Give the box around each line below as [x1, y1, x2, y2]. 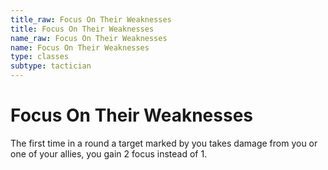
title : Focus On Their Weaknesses [10, 24, 155, 34]
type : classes [10, 52, 70, 62]
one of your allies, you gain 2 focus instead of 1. [10, 147, 208, 160]
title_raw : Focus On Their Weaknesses [10, 14, 172, 25]
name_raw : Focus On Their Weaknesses [10, 33, 168, 43]
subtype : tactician [10, 61, 92, 71]
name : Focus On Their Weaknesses [10, 42, 150, 53]
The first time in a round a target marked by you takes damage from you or [10, 137, 318, 149]
